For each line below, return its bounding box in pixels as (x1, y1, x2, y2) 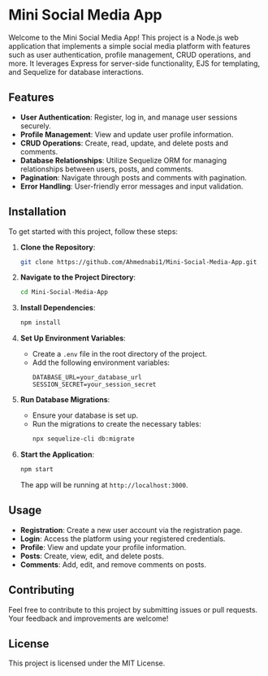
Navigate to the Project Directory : (19, 272, 136, 282)
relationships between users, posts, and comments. (19, 164, 193, 174)
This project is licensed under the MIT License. (8, 658, 166, 668)
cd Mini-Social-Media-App (19, 288, 108, 297)
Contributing (8, 583, 75, 597)
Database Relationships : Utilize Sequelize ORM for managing (19, 155, 227, 165)
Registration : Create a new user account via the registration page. (19, 525, 243, 535)
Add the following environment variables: (32, 357, 171, 367)
